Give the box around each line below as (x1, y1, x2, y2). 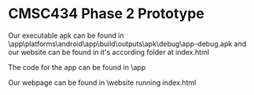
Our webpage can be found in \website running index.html (8, 78, 197, 87)
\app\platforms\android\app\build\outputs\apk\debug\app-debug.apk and (8, 38, 247, 48)
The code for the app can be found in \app (8, 62, 146, 71)
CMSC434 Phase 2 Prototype (8, 5, 204, 23)
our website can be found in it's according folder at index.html (8, 47, 210, 57)
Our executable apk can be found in (8, 31, 124, 40)
